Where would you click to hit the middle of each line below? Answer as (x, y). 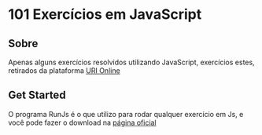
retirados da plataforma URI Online (64, 71)
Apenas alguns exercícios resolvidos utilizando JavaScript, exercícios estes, (131, 62)
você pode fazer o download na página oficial (82, 122)
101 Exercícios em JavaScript (105, 15)
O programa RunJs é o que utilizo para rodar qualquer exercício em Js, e (126, 114)
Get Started (37, 95)
